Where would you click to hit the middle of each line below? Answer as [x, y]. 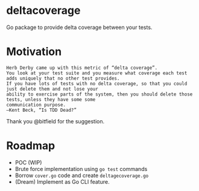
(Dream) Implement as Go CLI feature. [62, 181]
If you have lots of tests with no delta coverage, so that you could [97, 83]
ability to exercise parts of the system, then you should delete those [99, 94]
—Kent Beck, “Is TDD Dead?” [42, 110]
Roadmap [31, 146]
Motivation [34, 52]
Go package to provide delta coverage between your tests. [79, 27]
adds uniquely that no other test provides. [63, 78]
